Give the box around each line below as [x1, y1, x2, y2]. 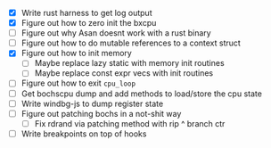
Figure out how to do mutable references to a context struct [21, 37, 242, 48]
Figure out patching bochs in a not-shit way [21, 108, 182, 119]
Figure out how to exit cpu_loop [21, 78, 135, 88]
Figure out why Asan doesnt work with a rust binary [21, 28, 211, 38]
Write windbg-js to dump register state [21, 98, 164, 109]
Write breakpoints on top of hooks [21, 128, 147, 139]
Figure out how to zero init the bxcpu [21, 18, 157, 29]
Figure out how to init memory [21, 48, 133, 59]
